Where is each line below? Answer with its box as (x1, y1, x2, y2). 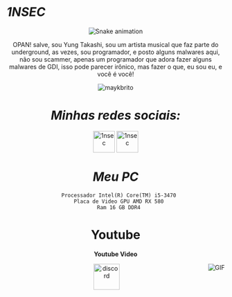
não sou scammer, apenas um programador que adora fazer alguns (19, 55, 212, 63)
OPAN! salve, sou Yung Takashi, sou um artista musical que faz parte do (12, 40, 219, 48)
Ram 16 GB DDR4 (97, 204, 141, 211)
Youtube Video (93, 250, 138, 258)
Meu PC (92, 169, 139, 185)
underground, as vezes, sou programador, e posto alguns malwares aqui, (11, 48, 220, 56)
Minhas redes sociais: (51, 108, 181, 123)
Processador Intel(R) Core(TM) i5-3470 (61, 192, 177, 199)
